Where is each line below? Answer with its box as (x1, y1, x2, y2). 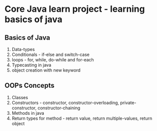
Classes (11, 94, 28, 100)
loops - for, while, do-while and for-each (11, 57, 94, 62)
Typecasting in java (11, 62, 52, 68)
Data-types (11, 47, 35, 52)
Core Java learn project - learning (4, 3, 145, 15)
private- (120, 100, 136, 105)
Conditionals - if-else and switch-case (11, 52, 90, 57)
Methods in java (11, 110, 45, 116)
